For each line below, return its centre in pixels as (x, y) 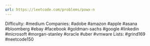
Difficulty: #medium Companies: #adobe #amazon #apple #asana (71, 23)
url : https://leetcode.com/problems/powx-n (50, 10)
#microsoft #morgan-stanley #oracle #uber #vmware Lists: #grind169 (75, 34)
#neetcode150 (20, 39)
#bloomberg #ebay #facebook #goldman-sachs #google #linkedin (72, 29)
